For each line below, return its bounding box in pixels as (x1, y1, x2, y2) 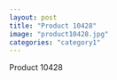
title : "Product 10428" (9, 21, 97, 30)
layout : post (9, 12, 58, 22)
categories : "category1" (9, 37, 101, 47)
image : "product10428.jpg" (9, 29, 109, 38)
